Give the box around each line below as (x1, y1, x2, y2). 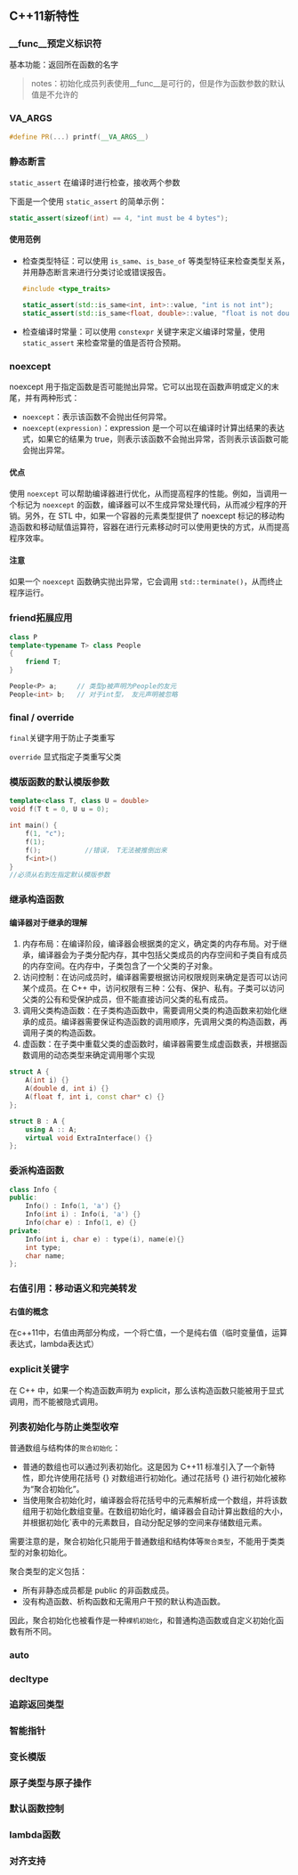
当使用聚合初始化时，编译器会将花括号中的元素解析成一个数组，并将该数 (21, 1495, 287, 1506)
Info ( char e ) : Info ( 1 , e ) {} (25, 1218, 138, 1228)
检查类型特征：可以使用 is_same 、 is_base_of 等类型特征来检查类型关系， (21, 256, 290, 266)
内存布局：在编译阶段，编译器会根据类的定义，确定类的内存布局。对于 (21, 938, 280, 949)
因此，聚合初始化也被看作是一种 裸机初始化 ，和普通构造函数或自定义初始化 (9, 1615, 277, 1626)
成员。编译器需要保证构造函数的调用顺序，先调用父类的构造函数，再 (37, 1017, 287, 1027)
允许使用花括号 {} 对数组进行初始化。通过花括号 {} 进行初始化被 (45, 1473, 278, 1483)
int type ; (25, 1243, 62, 1252)
